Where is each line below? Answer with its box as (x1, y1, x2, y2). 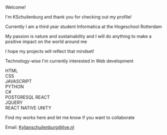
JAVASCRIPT (5, 78, 32, 84)
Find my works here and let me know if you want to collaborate (5, 114, 135, 120)
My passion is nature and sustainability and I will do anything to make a (5, 33, 151, 39)
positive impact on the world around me (5, 38, 87, 44)
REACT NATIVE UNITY (5, 105, 51, 110)
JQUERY (5, 99, 23, 105)
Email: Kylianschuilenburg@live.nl (5, 124, 74, 130)
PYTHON (5, 83, 24, 89)
